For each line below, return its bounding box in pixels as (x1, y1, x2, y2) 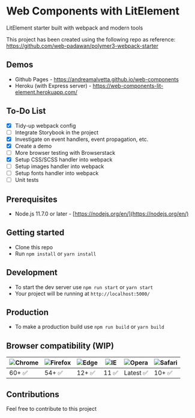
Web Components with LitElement (6, 4, 180, 18)
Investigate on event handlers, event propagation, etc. (14, 136, 149, 143)
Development (6, 267, 58, 278)
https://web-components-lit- (92, 82, 164, 89)
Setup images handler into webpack (14, 163, 104, 170)
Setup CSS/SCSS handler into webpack (14, 155, 113, 163)
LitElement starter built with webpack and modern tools (6, 24, 143, 31)
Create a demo (14, 142, 52, 149)
